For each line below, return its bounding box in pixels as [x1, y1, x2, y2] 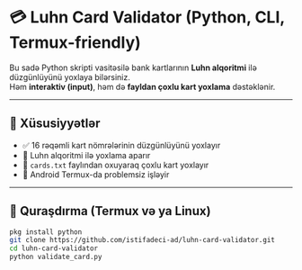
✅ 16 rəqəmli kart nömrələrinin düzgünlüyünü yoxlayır [22, 139, 221, 150]
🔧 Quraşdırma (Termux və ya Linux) [9, 203, 211, 219]
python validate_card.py [9, 253, 102, 262]
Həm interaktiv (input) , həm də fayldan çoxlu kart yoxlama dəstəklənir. [9, 81, 276, 92]
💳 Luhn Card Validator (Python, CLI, [9, 7, 285, 28]
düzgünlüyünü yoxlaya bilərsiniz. [9, 71, 130, 82]
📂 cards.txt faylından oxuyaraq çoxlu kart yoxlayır [22, 159, 209, 170]
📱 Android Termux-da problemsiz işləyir [22, 168, 170, 180]
